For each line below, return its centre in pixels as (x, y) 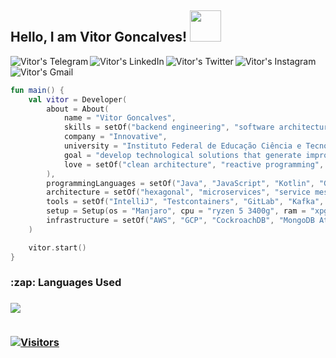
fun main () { (37, 90)
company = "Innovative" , (115, 137)
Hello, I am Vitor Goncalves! (99, 37)
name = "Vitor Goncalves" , (120, 118)
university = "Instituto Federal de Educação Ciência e (182, 146)
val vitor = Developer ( (78, 99)
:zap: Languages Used (66, 283)
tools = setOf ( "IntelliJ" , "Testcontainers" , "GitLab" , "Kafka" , (185, 202)
